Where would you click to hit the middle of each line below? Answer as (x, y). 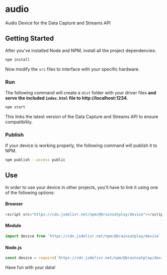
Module (13, 226)
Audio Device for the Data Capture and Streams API (58, 23)
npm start (15, 107)
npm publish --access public (35, 160)
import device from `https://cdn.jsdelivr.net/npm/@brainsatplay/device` (83, 236)
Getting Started (30, 38)
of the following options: (30, 193)
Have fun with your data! (30, 268)
